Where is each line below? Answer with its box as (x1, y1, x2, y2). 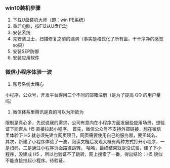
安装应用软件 (12, 54, 39, 61)
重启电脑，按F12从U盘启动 (12, 23, 68, 29)
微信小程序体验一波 (5, 69, 52, 76)
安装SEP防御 (12, 48, 39, 54)
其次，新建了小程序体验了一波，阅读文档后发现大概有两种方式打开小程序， (5, 138, 160, 144)
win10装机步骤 (5, 4, 41, 11)
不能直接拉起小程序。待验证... (5, 157, 67, 163)
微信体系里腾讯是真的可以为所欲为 (12, 108, 84, 115)
